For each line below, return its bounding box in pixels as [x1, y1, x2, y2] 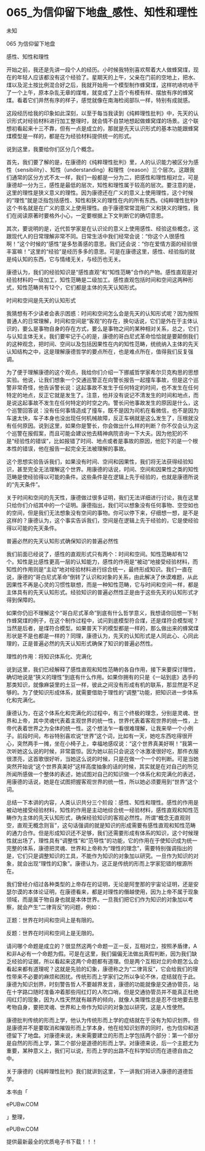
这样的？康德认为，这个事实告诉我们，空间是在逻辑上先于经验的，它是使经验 [6, 517, 199, 524]
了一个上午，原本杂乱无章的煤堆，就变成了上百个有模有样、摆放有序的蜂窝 [6, 89, 193, 96]
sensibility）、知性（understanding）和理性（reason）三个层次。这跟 [16, 166, 190, 173]
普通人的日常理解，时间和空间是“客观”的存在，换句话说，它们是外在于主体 [6, 317, 193, 325]
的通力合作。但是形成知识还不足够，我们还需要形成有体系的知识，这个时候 [6, 829, 193, 836]
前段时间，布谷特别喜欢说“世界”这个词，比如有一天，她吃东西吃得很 [16, 732, 188, 740]
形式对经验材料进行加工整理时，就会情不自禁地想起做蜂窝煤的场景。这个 [11, 117, 193, 124]
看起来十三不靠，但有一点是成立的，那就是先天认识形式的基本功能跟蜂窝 [16, 125, 199, 132]
